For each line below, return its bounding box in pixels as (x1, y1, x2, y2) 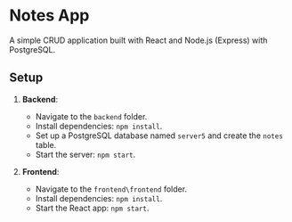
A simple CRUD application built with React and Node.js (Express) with (9, 35, 268, 45)
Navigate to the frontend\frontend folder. (35, 184, 188, 194)
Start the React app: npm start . (35, 202, 150, 213)
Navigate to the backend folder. (35, 111, 148, 121)
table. (35, 139, 57, 150)
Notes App (9, 5, 90, 26)
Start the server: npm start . (35, 149, 136, 160)
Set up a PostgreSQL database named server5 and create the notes (35, 130, 283, 141)
